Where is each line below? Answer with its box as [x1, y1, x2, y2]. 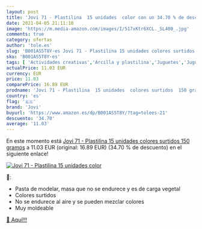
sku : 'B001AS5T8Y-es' [6, 54, 61, 60]
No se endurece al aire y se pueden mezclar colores [14, 198, 144, 205]
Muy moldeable [14, 204, 54, 212]
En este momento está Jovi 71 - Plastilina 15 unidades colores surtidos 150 [6, 137, 190, 145]
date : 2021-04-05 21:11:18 [6, 20, 74, 26]
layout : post [6, 8, 39, 15]
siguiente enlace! [6, 150, 49, 157]
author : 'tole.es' [6, 43, 52, 49]
